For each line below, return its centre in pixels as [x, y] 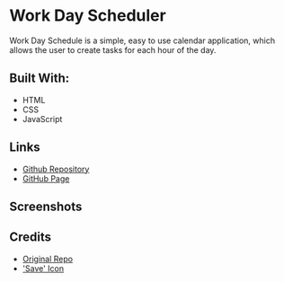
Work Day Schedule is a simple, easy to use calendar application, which [142, 40]
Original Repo [48, 259]
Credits [31, 238]
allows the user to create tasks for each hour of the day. [113, 49]
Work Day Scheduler [88, 16]
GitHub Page [46, 178]
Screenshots [46, 206]
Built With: [40, 79]
